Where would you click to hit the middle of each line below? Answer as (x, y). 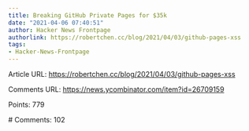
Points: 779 (26, 104)
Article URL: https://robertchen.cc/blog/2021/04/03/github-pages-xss (122, 74)
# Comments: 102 (37, 120)
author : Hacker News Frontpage (59, 30)
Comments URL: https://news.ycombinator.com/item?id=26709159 (116, 89)
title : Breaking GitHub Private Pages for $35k (88, 15)
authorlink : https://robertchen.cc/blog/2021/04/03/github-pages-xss (125, 37)
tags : (17, 45)
